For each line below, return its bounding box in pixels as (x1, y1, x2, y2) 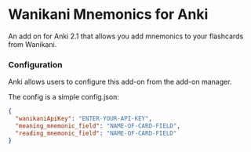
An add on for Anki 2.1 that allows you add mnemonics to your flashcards (8, 31, 244, 41)
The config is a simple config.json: (8, 92, 120, 102)
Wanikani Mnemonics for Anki (8, 5, 209, 24)
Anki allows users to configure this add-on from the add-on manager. (8, 77, 232, 87)
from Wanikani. (8, 39, 57, 49)
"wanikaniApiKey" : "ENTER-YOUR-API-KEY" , (15, 115, 153, 123)
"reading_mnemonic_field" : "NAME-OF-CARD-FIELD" (15, 129, 177, 137)
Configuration (8, 59, 63, 70)
